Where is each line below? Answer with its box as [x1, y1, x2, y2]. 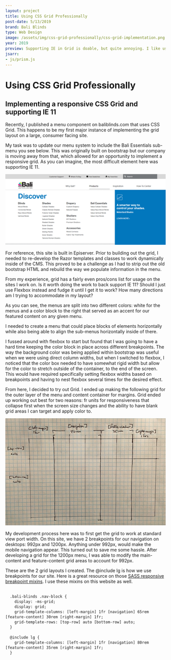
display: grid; [14, 604, 47, 609]
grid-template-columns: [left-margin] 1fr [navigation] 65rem [14, 609, 149, 615]
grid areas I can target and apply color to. [5, 408, 93, 414]
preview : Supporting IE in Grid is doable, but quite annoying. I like [5, 46, 160, 51]
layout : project [5, 8, 40, 13]
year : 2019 [5, 41, 28, 46]
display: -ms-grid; [14, 599, 56, 604]
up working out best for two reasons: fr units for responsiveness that [5, 397, 150, 403]
